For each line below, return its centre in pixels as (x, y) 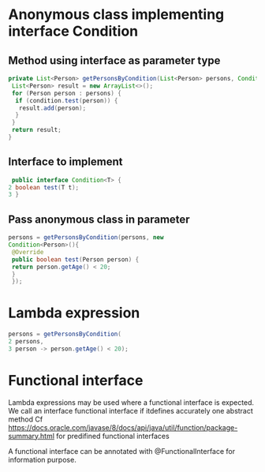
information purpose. (42, 459)
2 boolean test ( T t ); (44, 187)
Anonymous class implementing (116, 15)
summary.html (32, 436)
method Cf (26, 419)
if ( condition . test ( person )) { (67, 100)
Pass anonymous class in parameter (99, 219)
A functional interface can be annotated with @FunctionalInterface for (122, 451)
